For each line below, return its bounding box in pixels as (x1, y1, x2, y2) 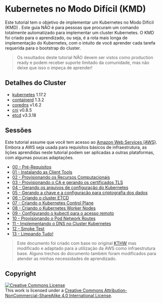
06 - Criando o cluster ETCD (12, 195, 69, 200)
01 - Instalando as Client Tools (12, 169, 73, 175)
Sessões (5, 126, 32, 135)
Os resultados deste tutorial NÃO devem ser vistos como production (16, 54, 154, 60)
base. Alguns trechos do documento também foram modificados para (16, 250, 157, 256)
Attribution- (104, 288, 128, 293)
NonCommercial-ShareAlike (5, 293, 61, 299)
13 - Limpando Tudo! (12, 231, 54, 237)
